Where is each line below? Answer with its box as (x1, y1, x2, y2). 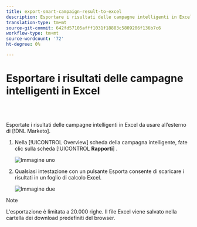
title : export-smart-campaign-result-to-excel (6, 8, 122, 15)
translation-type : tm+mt (6, 19, 67, 25)
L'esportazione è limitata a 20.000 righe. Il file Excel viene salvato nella (6, 208, 177, 215)
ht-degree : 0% (6, 42, 41, 48)
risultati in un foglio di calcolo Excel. (14, 174, 101, 181)
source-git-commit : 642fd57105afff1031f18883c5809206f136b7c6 (6, 25, 161, 31)
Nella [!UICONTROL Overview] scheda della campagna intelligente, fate (14, 138, 188, 145)
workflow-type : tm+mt (6, 31, 59, 36)
